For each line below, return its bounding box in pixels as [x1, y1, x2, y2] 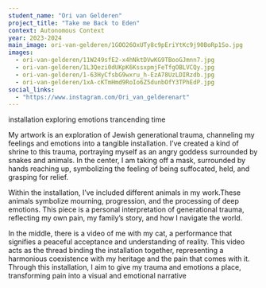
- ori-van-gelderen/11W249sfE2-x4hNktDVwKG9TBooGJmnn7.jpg [15, 56, 215, 64]
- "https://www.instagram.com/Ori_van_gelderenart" [15, 93, 191, 101]
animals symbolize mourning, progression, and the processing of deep [8, 197, 240, 206]
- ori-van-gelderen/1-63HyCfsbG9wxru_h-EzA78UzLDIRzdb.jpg [15, 71, 215, 79]
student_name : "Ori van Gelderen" [8, 11, 123, 20]
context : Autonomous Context [8, 26, 105, 34]
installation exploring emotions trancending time [8, 115, 166, 124]
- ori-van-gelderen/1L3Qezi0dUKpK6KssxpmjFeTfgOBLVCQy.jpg [15, 64, 215, 72]
